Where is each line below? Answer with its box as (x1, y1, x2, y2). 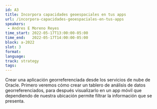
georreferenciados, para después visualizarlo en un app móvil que (5, 87, 142, 93)
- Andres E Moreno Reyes (7, 26, 59, 31)
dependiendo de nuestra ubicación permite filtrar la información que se (5, 93, 152, 99)
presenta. (5, 98, 25, 104)
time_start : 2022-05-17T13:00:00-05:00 (5, 30, 88, 35)
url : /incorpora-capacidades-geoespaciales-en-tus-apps (5, 16, 124, 21)
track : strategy (5, 58, 39, 63)
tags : (5, 63, 16, 68)
